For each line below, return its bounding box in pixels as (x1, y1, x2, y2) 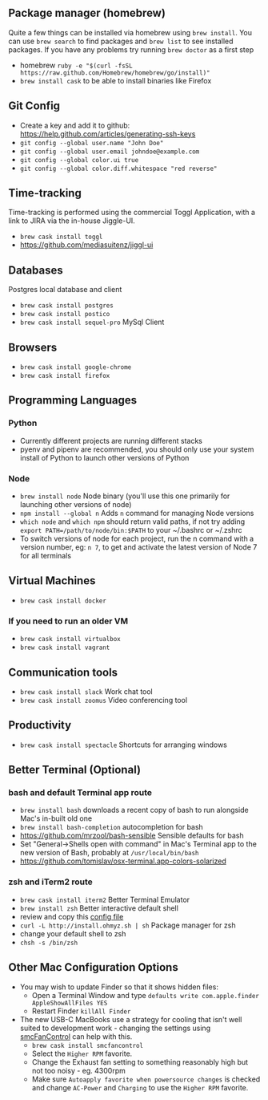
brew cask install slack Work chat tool (19, 686, 154, 696)
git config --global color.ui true (19, 156, 139, 164)
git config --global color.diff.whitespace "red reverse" (19, 164, 218, 173)
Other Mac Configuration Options (8, 960, 178, 974)
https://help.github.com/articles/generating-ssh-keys (19, 128, 196, 139)
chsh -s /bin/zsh (19, 939, 78, 947)
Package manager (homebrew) (8, 6, 166, 20)
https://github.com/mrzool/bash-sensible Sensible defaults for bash (19, 830, 244, 841)
